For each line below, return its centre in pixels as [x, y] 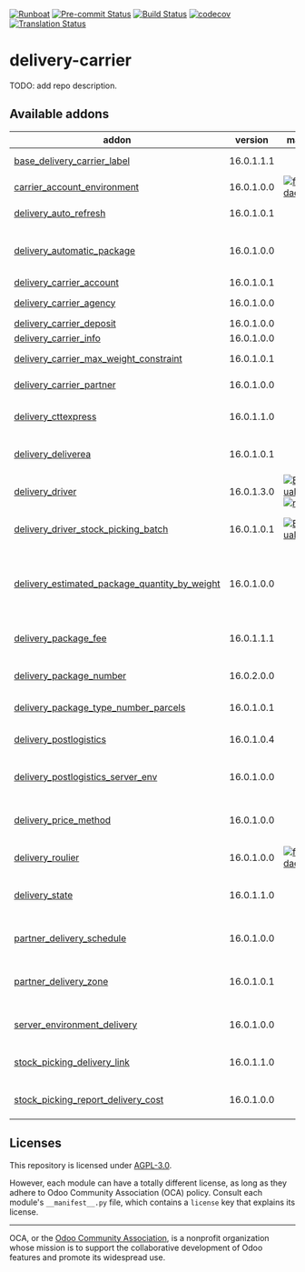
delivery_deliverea [53, 454]
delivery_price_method [63, 820]
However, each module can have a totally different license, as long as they [148, 1183]
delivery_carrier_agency [65, 303]
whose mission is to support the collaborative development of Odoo [136, 1247]
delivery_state [44, 895]
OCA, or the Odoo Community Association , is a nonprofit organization [139, 1237]
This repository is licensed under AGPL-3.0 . [91, 1165]
